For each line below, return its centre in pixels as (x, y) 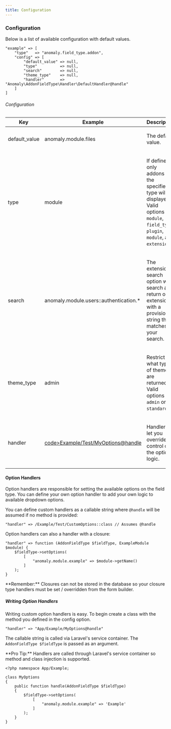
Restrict (156, 357)
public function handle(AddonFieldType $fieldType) (70, 686)
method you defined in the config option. (48, 619)
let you (154, 433)
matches (157, 326)
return (154, 294)
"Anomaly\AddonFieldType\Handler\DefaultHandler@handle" (67, 84)
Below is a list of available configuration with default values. (68, 39)
